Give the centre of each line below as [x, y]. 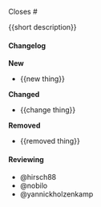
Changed [24, 95]
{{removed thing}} [50, 141]
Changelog [27, 45]
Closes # [23, 12]
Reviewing [26, 159]
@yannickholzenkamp [57, 194]
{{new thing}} [42, 79]
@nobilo [34, 186]
